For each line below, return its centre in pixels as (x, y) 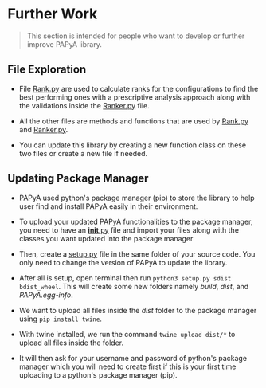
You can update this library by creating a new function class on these (133, 145)
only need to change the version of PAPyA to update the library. (123, 262)
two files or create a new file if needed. (83, 153)
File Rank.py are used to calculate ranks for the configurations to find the (139, 88)
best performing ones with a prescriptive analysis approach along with (135, 97)
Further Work (53, 14)
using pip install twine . (61, 319)
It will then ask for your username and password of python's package (133, 358)
